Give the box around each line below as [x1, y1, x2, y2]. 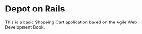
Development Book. [5, 24, 45, 30]
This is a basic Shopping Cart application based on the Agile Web [5, 19, 137, 25]
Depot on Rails [5, 3, 65, 14]
